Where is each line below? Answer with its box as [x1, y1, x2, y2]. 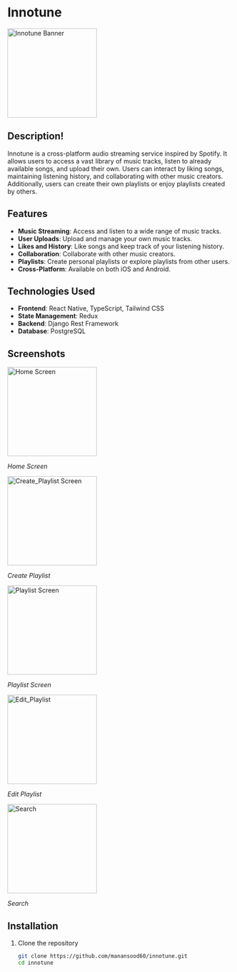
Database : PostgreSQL [17, 327, 86, 335]
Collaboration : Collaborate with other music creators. [17, 249, 176, 258]
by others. [7, 187, 38, 196]
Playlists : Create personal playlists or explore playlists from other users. [17, 257, 231, 265]
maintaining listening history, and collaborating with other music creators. [7, 172, 223, 181]
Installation [7, 920, 59, 932]
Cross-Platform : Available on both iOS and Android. [17, 265, 171, 273]
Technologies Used [7, 285, 95, 297]
